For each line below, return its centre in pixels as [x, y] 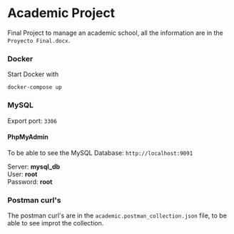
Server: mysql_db [34, 166]
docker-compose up [35, 87]
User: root [22, 174]
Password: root [30, 181]
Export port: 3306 [32, 121]
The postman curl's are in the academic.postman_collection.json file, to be [117, 216]
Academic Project [61, 13]
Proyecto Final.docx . [39, 40]
